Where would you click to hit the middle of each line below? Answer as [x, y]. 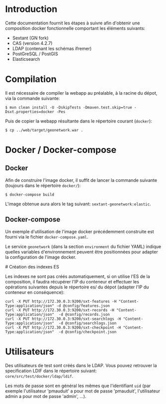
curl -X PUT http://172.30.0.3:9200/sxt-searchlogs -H [63, 319]
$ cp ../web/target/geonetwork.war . [44, 130]
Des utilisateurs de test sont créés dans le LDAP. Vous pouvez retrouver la [81, 365]
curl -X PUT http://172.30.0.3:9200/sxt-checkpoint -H [63, 327]
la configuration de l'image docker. [41, 257]
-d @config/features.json [83, 306]
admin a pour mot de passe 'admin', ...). [46, 396]
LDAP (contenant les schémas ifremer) [52, 48]
